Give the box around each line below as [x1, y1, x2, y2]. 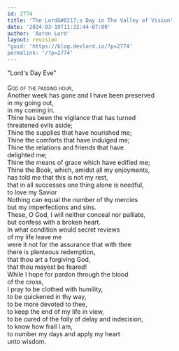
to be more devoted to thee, [7, 300, 87, 308]
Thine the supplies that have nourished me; [7, 128, 132, 137]
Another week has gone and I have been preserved [7, 91, 155, 99]
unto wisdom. [7, 337, 47, 345]
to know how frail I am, [7, 322, 73, 331]
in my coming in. [7, 106, 55, 114]
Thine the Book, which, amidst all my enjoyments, [7, 166, 150, 174]
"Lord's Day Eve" [7, 68, 57, 77]
